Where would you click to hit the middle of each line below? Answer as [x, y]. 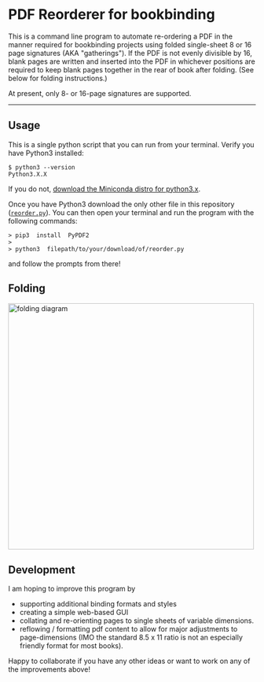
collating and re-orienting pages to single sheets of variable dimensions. [137, 621]
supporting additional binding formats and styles [98, 604]
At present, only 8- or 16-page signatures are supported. [100, 93]
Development [42, 570]
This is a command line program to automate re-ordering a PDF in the [121, 36]
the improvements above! [49, 669]
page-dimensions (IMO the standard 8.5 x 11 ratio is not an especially [131, 638]
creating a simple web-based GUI [74, 613]
